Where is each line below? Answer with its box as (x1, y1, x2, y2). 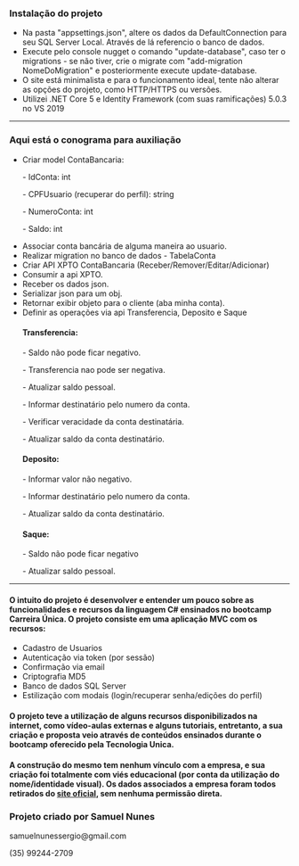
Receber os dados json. (21, 278, 109, 289)
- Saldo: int (21, 223, 63, 234)
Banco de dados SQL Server (21, 680, 127, 691)
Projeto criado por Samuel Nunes (9, 810, 156, 822)
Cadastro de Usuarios (21, 643, 102, 654)
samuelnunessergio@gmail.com (9, 830, 127, 841)
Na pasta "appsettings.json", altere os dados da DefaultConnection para (21, 28, 287, 38)
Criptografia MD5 (21, 672, 86, 682)
